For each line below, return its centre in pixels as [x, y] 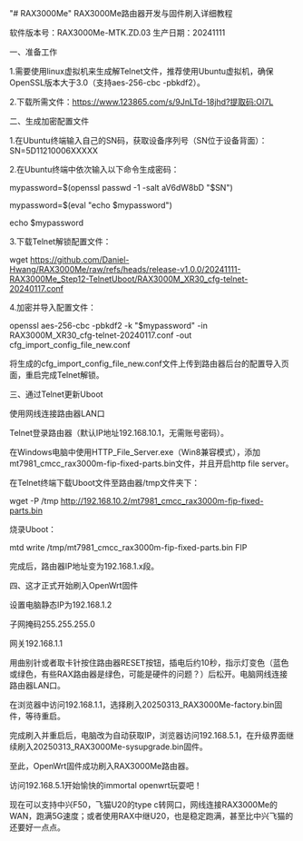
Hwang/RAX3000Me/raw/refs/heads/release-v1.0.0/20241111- [125, 269]
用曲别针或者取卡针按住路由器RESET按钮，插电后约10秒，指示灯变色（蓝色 [149, 663]
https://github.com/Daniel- [80, 260]
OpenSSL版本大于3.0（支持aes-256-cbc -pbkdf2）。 [108, 83]
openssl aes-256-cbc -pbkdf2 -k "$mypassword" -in [109, 326]
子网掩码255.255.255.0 [52, 624]
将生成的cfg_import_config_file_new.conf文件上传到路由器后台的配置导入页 [149, 363]
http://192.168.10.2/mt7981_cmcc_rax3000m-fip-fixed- [162, 501]
